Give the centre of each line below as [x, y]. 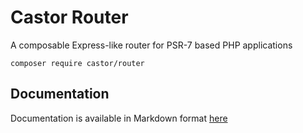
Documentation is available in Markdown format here [119, 118]
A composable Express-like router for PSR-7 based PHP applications [151, 45]
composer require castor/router [77, 63]
